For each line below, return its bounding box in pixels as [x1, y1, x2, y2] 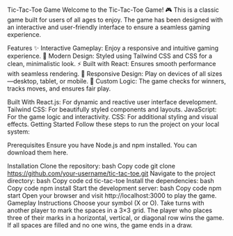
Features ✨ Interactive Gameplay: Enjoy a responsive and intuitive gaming [7, 44, 219, 52]
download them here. [7, 148, 68, 157]
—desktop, [7, 77, 39, 85]
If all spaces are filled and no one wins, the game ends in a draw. [7, 221, 193, 229]
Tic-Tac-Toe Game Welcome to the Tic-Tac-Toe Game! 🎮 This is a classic [7, 6, 219, 14]
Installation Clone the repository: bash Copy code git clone [7, 162, 176, 170]
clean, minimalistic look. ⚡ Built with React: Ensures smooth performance [7, 60, 216, 68]
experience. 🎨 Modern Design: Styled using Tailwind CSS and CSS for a [7, 52, 213, 60]
